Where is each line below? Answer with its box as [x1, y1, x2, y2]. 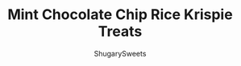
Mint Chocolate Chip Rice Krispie [7, 6, 233, 24]
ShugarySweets [93, 49, 147, 58]
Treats [98, 22, 143, 41]
